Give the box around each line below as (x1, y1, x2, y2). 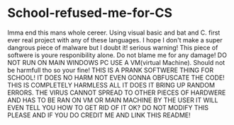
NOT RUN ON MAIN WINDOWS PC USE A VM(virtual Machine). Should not (7, 58, 225, 66)
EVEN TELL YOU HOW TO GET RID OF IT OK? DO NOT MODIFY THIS (7, 103, 209, 112)
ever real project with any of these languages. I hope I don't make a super (7, 35, 223, 44)
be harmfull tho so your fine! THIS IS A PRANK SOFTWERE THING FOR (7, 66, 214, 74)
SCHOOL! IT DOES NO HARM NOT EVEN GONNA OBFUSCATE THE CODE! (7, 73, 225, 82)
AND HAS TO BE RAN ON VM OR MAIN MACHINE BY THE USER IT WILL (7, 95, 218, 104)
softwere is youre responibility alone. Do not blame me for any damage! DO (7, 51, 227, 59)
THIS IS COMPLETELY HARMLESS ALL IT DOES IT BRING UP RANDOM (7, 81, 215, 89)
